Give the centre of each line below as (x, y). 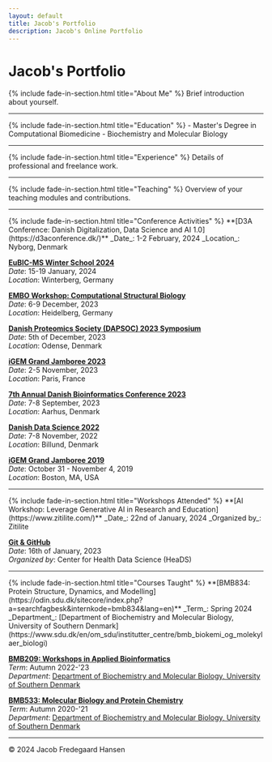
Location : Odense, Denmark (55, 346)
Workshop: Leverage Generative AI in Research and (94, 509)
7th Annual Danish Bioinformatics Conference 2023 (97, 395)
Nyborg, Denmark (38, 247)
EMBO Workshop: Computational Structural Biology (97, 296)
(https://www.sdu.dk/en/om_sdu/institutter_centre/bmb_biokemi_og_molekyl (136, 635)
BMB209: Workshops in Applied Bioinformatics (90, 659)
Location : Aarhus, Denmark (54, 412)
